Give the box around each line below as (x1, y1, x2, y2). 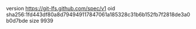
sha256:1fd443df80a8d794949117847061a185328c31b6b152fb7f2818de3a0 (6, 11, 191, 18)
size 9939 (29, 17, 54, 24)
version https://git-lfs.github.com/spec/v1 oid (6, 5, 116, 12)
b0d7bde (6, 17, 28, 24)
